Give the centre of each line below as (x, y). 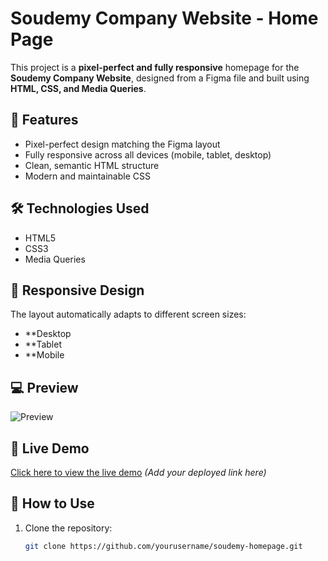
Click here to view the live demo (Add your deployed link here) (138, 472)
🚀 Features (44, 120)
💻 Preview (44, 387)
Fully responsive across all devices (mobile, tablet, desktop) (148, 154)
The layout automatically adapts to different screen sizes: (128, 314)
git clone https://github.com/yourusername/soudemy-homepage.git (163, 546)
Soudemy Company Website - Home (164, 18)
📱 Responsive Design (77, 290)
